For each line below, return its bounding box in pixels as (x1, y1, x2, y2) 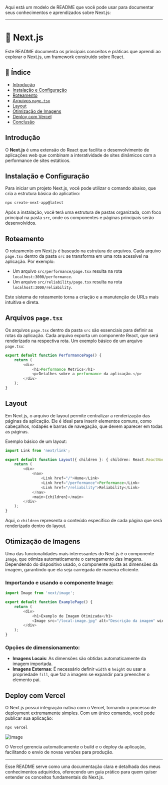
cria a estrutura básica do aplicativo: (5, 191, 80, 197)
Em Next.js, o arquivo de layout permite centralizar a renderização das (5, 412, 150, 418)
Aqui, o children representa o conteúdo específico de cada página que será (5, 518, 162, 524)
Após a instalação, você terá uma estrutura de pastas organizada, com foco (5, 209, 161, 215)
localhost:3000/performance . (12, 273, 72, 280)
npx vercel (5, 725, 28, 730)
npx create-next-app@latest (5, 200, 64, 205)
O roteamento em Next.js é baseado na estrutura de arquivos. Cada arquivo (5, 248, 161, 254)
